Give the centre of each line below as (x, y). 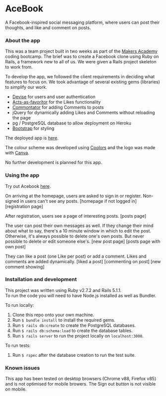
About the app (23, 40)
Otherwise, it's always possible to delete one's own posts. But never (75, 236)
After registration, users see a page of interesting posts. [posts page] (76, 216)
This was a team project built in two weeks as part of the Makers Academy (81, 51)
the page (22, 118)
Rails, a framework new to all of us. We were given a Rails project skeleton (81, 62)
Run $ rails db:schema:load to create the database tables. (72, 331)
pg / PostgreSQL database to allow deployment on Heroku (72, 123)
